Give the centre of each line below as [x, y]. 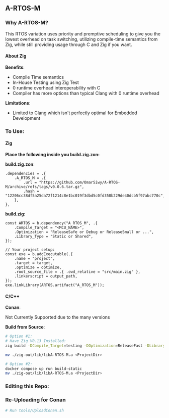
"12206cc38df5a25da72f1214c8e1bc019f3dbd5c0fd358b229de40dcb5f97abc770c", [85, 196]
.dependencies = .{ [26, 174]
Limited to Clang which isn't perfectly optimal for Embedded [75, 113]
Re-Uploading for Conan [36, 400]
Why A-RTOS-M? [27, 23]
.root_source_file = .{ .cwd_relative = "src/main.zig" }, [77, 272]
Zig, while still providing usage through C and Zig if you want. [69, 44]
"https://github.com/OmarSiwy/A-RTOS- [80, 182]
